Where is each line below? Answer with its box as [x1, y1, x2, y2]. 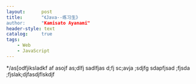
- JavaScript [17, 48, 50, 54]
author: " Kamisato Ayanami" [6, 20, 90, 26]
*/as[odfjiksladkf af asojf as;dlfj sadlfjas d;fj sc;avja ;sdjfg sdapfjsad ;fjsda [6, 64, 190, 71]
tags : [6, 37, 20, 43]
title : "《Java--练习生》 [6, 14, 81, 20]
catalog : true [6, 31, 52, 37]
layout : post [6, 8, 52, 15]
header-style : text [6, 25, 55, 32]
